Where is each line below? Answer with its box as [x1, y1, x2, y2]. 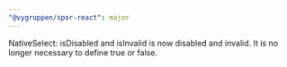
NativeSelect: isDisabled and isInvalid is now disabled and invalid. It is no [8, 38, 279, 48]
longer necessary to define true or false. [8, 46, 158, 58]
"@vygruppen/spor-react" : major [8, 13, 130, 22]
